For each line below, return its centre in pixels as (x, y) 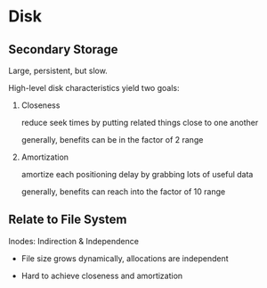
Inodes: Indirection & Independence (74, 241)
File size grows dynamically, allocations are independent (125, 258)
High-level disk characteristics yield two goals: (94, 88)
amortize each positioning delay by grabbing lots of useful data (137, 174)
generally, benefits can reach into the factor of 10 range (123, 192)
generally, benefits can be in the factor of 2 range (112, 140)
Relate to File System (68, 220)
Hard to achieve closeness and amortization (102, 276)
